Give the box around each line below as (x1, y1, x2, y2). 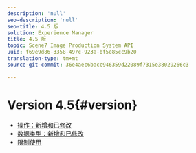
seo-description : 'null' (7, 17, 78, 23)
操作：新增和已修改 (17, 121, 72, 129)
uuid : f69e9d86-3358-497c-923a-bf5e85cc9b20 (7, 49, 137, 56)
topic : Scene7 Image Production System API (7, 42, 134, 49)
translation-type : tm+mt (7, 55, 78, 62)
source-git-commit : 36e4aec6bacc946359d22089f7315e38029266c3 (7, 61, 189, 68)
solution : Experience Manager (7, 29, 94, 37)
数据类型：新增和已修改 (17, 129, 84, 138)
